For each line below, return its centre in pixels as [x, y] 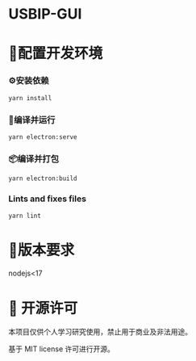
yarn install [30, 98]
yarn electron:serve [43, 137]
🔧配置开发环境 [56, 54]
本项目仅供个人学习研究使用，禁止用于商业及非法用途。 [100, 332]
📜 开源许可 [43, 308]
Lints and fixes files [48, 199]
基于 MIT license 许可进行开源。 [62, 349]
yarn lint [25, 216]
